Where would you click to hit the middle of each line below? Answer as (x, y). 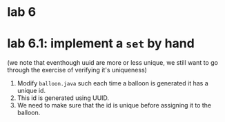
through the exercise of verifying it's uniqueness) (77, 70)
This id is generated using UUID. (63, 98)
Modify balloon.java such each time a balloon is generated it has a (112, 83)
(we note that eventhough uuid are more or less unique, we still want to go (113, 63)
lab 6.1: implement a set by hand (101, 44)
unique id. (31, 91)
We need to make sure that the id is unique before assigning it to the (114, 105)
